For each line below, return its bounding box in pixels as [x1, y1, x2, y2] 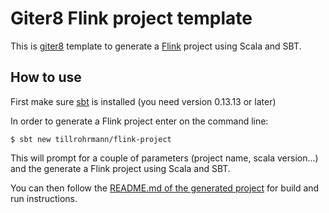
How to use [10, 69, 82, 86]
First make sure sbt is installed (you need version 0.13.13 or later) [10, 95, 277, 107]
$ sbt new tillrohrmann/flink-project [10, 134, 172, 144]
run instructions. [10, 192, 78, 204]
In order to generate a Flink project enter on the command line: [10, 115, 269, 127]
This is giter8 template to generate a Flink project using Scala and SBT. [10, 40, 302, 52]
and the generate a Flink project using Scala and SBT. [10, 162, 231, 174]
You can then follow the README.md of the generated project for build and [10, 182, 320, 194]
